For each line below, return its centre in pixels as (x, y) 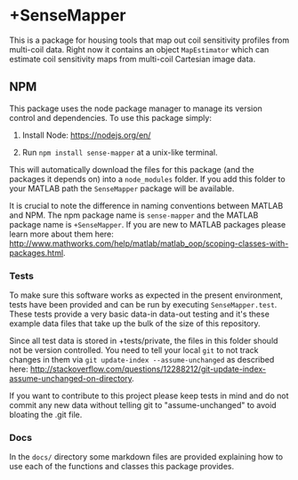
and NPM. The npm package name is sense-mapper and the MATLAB (134, 215)
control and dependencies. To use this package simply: (110, 117)
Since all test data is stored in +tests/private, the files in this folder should (144, 341)
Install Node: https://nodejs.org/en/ (86, 135)
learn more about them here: (61, 234)
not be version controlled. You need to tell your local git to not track (134, 350)
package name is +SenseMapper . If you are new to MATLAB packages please (148, 224)
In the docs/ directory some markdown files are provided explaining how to (146, 457)
